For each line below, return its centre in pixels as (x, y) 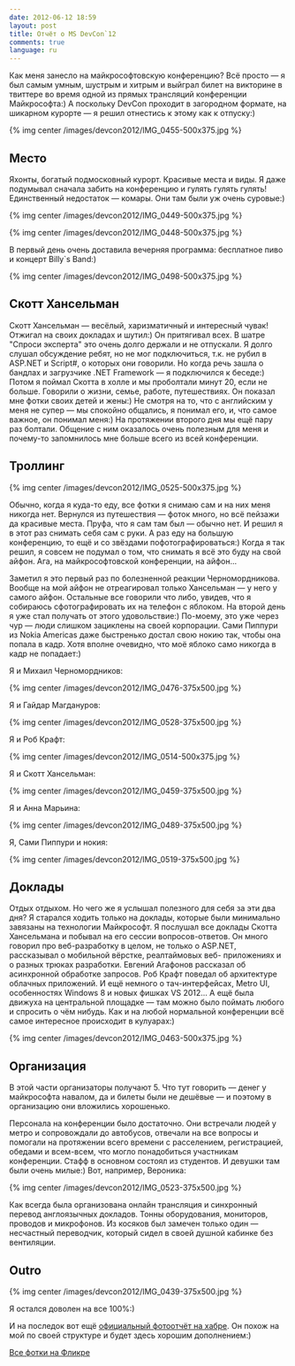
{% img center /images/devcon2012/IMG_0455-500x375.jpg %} (125, 130)
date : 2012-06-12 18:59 (53, 17)
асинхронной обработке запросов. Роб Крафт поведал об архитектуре (144, 974)
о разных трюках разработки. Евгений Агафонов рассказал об (128, 965)
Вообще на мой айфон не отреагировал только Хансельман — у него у (144, 587)
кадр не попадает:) (45, 653)
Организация (48, 1066)
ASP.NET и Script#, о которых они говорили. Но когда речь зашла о (136, 363)
